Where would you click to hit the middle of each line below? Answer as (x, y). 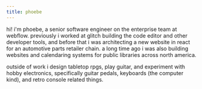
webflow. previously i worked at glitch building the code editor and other (97, 35)
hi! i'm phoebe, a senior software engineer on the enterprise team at (92, 29)
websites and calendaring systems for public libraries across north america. (101, 54)
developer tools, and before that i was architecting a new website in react (98, 42)
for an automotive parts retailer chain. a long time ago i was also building (97, 48)
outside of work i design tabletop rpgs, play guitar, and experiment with (96, 67)
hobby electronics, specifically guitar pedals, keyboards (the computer (95, 73)
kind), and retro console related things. (55, 79)
